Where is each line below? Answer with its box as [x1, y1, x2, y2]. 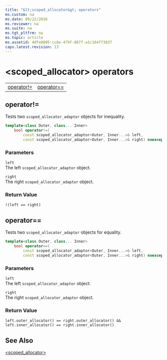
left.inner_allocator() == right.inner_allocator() [5, 323, 114, 328]
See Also [5, 336, 33, 345]
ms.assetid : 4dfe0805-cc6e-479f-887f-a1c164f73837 [5, 40, 112, 45]
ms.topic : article [5, 35, 43, 40]
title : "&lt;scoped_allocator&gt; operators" [5, 7, 101, 12]
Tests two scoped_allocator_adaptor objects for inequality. [5, 113, 125, 120]
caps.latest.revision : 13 [5, 44, 59, 49]
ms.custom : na [5, 12, 35, 17]
